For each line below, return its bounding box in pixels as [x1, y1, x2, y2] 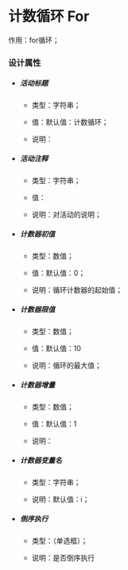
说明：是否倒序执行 [31, 552, 95, 562]
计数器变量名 [19, 456, 62, 465]
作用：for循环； [8, 35, 60, 45]
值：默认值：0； [31, 268, 86, 277]
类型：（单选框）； [31, 536, 88, 545]
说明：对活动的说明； [31, 209, 102, 219]
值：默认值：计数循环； [31, 117, 109, 126]
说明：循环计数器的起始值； [31, 285, 123, 294]
